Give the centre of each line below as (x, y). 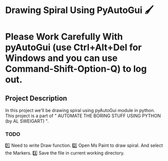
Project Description (36, 98)
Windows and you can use (62, 58)
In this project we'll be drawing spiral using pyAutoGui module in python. (80, 111)
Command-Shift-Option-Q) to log (76, 69)
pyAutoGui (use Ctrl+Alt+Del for (73, 48)
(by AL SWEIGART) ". (27, 121)
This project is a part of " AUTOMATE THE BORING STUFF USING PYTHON (83, 116)
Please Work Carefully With (64, 37)
